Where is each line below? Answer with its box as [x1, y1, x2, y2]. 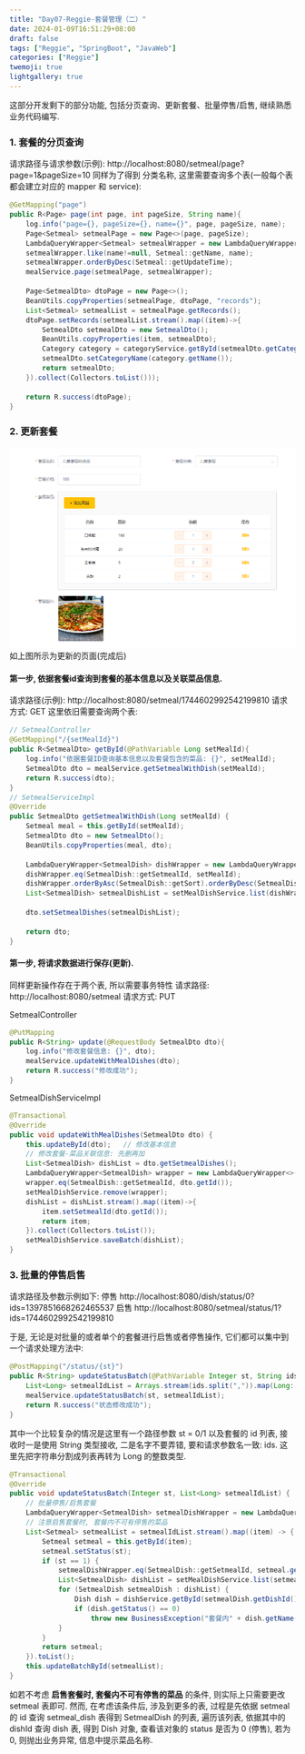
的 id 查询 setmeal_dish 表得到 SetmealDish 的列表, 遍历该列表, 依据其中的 [9, 1711, 286, 1722]
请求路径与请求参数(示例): [9, 158, 106, 169]
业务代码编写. [9, 110, 61, 122]
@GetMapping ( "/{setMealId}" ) [9, 735, 120, 745]
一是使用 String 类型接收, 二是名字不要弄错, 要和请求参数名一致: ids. [25, 1439, 279, 1450]
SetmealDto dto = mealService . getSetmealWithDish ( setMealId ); [25, 764, 266, 773]
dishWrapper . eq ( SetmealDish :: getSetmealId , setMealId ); [25, 869, 242, 878]
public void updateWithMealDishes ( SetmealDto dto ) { [9, 1130, 213, 1140]
